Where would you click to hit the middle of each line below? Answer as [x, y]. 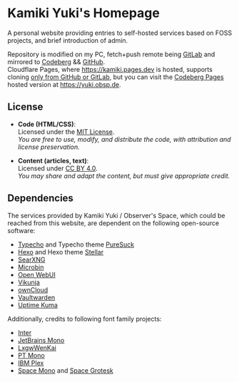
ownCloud [33, 289]
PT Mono [31, 355]
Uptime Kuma [38, 305]
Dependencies [40, 198]
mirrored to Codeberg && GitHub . [56, 61]
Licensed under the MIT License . [66, 131]
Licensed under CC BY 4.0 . [57, 168]
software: [21, 230]
